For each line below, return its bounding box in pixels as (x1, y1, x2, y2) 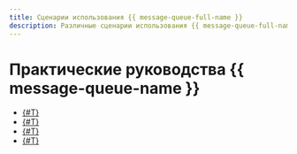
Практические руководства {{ (9, 59, 245, 80)
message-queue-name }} (9, 78, 201, 98)
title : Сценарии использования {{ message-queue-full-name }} (9, 12, 243, 22)
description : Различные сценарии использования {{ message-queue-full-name (9, 21, 294, 30)
